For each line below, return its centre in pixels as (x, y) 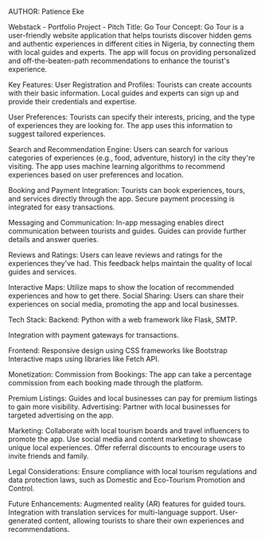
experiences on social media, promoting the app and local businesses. (124, 304)
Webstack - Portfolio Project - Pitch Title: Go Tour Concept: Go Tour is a (126, 27)
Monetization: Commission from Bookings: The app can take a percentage (130, 374)
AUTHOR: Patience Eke (47, 12)
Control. (21, 488)
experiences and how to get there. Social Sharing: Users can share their (126, 295)
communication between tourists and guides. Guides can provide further (127, 231)
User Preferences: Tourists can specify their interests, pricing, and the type (132, 117)
